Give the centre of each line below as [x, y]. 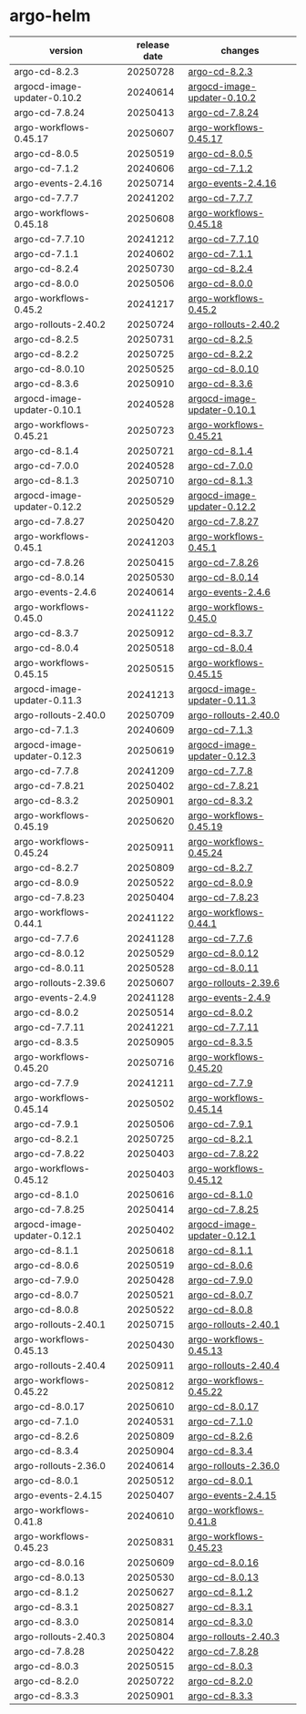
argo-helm [50, 16]
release [153, 45]
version [66, 50]
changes [240, 50]
